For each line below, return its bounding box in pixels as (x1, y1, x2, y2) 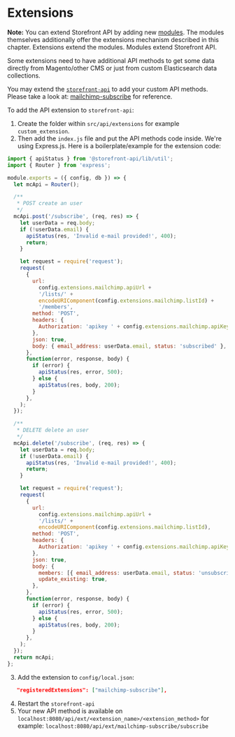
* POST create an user (16, 200, 83, 207)
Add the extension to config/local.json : (17, 673, 135, 681)
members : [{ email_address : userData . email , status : (38, 569, 196, 576)
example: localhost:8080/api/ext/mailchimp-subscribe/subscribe (17, 722, 208, 730)
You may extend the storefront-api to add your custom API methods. (7, 85, 208, 93)
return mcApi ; (13, 654, 55, 661)
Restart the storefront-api (17, 699, 95, 708)
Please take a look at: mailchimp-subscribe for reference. (7, 92, 173, 101)
